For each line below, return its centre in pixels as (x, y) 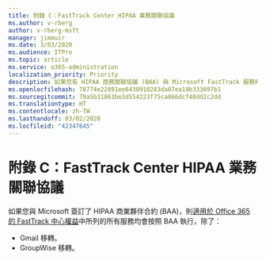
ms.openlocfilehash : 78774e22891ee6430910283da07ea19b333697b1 (115, 89)
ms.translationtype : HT (47, 104)
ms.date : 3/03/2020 (40, 45)
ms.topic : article (38, 60)
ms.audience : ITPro (40, 52)
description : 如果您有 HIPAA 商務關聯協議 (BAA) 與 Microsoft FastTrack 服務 (132, 82)
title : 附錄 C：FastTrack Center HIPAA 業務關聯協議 (92, 15)
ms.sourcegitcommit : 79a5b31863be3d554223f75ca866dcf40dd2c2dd (115, 97)
